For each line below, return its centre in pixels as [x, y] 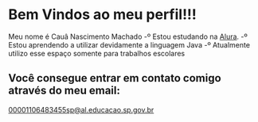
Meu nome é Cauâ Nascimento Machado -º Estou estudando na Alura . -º [128, 36]
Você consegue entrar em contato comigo [115, 78]
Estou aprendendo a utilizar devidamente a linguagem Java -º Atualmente [129, 44]
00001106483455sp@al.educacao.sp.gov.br [81, 109]
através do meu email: [64, 91]
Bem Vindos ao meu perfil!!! [103, 15]
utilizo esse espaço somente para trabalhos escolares [97, 53]
